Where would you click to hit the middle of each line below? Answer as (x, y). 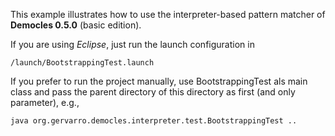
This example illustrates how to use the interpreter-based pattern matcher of (168, 14)
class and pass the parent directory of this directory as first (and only (153, 92)
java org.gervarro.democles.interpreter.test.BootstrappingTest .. (154, 121)
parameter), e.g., (45, 102)
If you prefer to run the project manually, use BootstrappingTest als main (159, 81)
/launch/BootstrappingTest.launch (82, 63)
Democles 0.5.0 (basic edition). (76, 25)
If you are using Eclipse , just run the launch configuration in (132, 44)
